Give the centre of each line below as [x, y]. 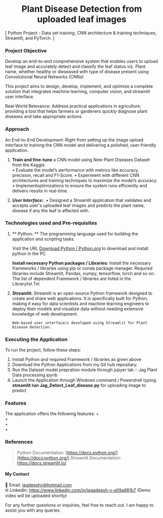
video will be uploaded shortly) [36, 496]
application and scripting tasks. [44, 239]
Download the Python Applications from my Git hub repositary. [75, 365]
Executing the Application [36, 339]
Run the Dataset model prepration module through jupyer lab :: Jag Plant [85, 370]
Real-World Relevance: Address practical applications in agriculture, [73, 106]
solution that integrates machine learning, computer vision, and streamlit [78, 92]
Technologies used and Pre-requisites [51, 223]
